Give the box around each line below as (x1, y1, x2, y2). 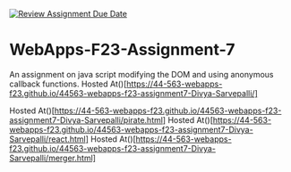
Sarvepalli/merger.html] (9, 152, 97, 163)
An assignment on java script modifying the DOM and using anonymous (9, 69, 274, 79)
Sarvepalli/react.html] (9, 134, 90, 144)
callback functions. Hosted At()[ (9, 78, 127, 89)
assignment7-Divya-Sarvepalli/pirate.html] (9, 114, 167, 125)
